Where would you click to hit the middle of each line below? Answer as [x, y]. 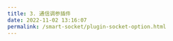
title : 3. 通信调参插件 [39, 14]
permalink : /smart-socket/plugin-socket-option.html [87, 26]
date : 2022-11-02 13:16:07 [47, 20]
